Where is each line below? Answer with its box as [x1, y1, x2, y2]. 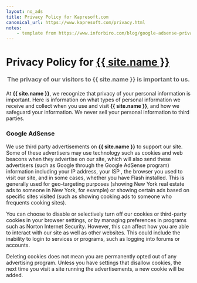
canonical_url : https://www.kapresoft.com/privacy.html [6, 19, 145, 25]
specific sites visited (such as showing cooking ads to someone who [6, 193, 172, 200]
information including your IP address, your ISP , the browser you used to [6, 168, 183, 175]
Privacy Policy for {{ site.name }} [6, 56, 170, 69]
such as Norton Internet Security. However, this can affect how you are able [6, 223, 189, 230]
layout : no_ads [6, 8, 43, 15]
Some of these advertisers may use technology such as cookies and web [6, 149, 183, 156]
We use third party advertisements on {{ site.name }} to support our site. [6, 143, 183, 150]
